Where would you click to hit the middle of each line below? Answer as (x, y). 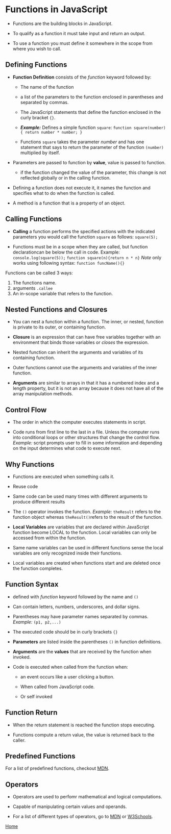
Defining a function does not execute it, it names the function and (81, 188)
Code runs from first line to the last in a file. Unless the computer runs (86, 432)
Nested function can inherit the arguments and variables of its (78, 352)
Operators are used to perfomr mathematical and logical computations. (87, 797)
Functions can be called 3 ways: (39, 273)
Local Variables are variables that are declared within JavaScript (81, 527)
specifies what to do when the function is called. (64, 193)
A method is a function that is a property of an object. (69, 203)
